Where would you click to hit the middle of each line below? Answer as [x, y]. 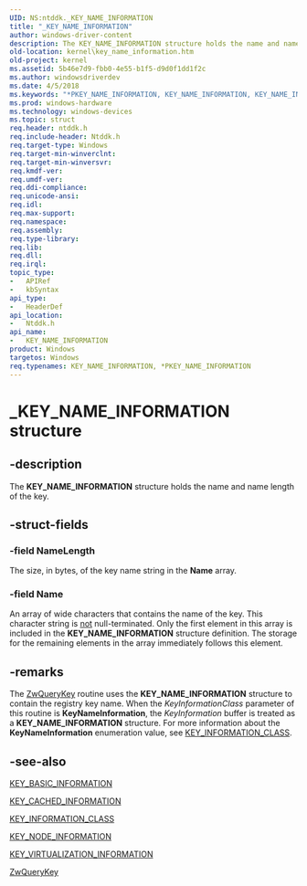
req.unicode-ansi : [44, 196]
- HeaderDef [37, 307]
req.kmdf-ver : [37, 171]
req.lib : [26, 248]
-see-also [38, 761]
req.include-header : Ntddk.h [65, 137]
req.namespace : [38, 221]
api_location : [37, 315]
